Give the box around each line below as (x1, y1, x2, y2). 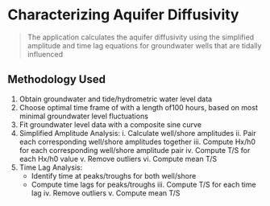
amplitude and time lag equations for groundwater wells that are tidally (27, 40, 262, 50)
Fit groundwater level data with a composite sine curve (19, 119, 202, 130)
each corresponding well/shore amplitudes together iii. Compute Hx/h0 (19, 137, 255, 146)
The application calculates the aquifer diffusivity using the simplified (27, 32, 255, 42)
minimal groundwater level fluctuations (19, 111, 148, 121)
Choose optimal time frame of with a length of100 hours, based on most (19, 102, 259, 112)
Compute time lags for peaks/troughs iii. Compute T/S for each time (31, 179, 256, 189)
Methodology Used (7, 72, 106, 86)
